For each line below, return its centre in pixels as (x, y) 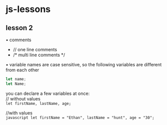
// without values (23, 98)
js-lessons (28, 9)
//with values (19, 113)
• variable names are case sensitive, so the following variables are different (84, 65)
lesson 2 (19, 28)
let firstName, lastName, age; (38, 103)
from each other (22, 70)
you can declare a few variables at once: (48, 93)
